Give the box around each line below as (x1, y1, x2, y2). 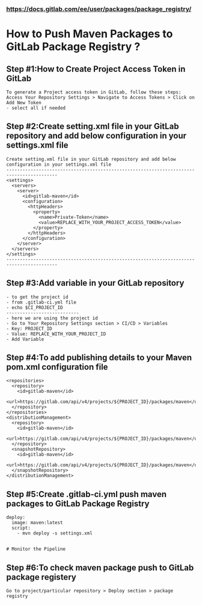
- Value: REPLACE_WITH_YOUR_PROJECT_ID (6, 331, 106, 337)
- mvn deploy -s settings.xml (17, 530, 93, 536)
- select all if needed (6, 105, 66, 111)
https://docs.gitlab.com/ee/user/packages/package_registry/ (6, 5, 192, 13)
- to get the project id (6, 294, 69, 300)
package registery (6, 572, 76, 582)
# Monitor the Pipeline (6, 546, 66, 553)
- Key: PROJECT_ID (6, 325, 52, 331)
